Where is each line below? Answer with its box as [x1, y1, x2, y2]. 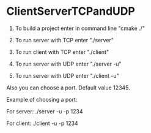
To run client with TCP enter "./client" [15, 48, 109, 56]
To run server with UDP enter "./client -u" [15, 72, 119, 79]
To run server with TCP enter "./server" [15, 36, 114, 44]
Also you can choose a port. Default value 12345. [6, 84, 130, 91]
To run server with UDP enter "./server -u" [15, 60, 122, 67]
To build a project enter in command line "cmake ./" [15, 25, 145, 32]
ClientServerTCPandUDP [6, 4, 136, 18]
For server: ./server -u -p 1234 [6, 107, 83, 115]
